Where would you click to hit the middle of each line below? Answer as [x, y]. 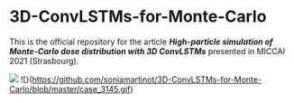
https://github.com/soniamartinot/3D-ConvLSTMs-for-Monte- [147, 80]
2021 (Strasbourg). [44, 61]
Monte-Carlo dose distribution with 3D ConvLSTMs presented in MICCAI [147, 51]
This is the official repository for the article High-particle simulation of [141, 42]
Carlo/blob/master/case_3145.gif [70, 89]
